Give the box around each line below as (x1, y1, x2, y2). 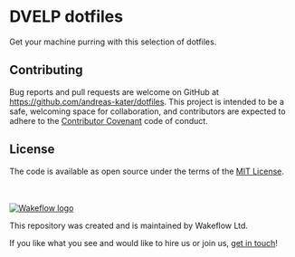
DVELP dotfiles (9, 6, 124, 27)
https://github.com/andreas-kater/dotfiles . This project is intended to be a (9, 96, 285, 107)
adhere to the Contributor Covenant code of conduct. (9, 115, 208, 126)
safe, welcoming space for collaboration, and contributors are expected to (9, 106, 287, 117)
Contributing (9, 62, 83, 78)
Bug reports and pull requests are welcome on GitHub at (9, 86, 220, 97)
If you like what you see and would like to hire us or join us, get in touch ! (9, 237, 279, 248)
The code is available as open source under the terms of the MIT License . (9, 166, 285, 176)
